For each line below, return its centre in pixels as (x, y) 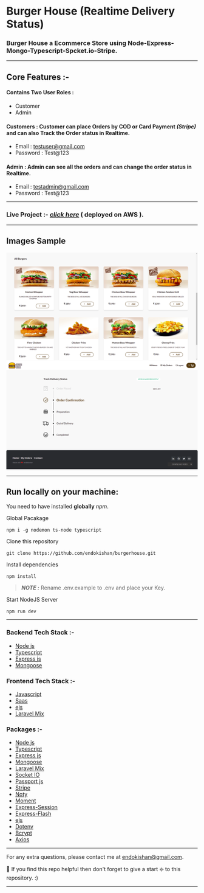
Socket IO (27, 775)
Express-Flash (33, 814)
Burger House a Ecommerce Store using (66, 43)
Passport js (29, 781)
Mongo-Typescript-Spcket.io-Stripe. (62, 51)
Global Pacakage (28, 518)
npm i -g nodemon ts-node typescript (54, 530)
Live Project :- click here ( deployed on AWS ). (75, 215)
